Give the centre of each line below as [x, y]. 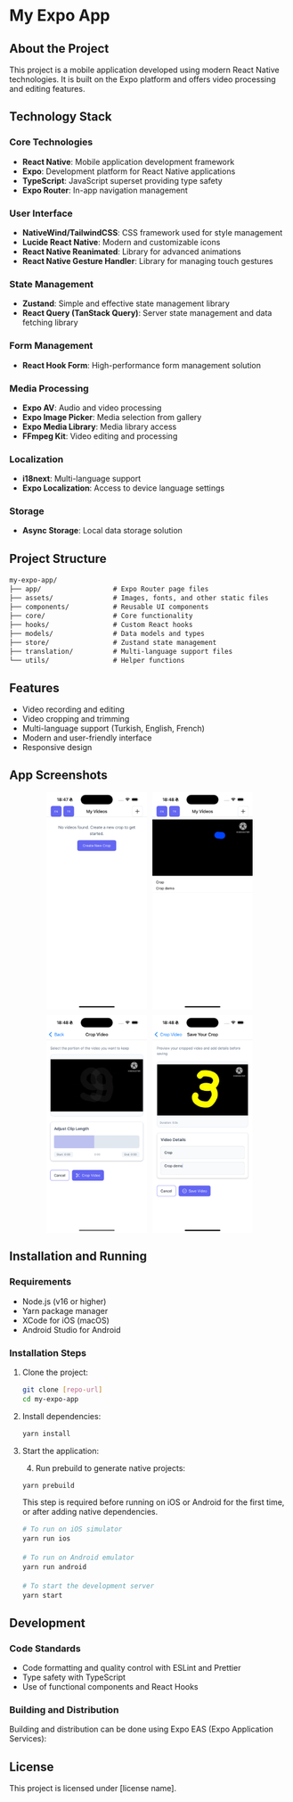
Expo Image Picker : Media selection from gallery [112, 417]
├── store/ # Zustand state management [113, 643]
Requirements [41, 1282]
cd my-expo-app [50, 1399]
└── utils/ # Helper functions [97, 661]
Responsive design [57, 748]
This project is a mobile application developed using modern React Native [144, 70]
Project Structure [58, 558]
